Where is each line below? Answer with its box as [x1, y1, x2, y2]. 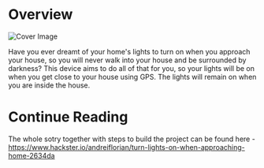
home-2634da [8, 151, 55, 160]
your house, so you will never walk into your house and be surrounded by [8, 55, 247, 65]
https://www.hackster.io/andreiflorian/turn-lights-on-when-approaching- [8, 142, 246, 151]
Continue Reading [8, 108, 128, 126]
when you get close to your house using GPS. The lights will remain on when [8, 72, 257, 81]
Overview [8, 6, 73, 24]
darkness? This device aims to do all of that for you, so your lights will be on [8, 63, 255, 73]
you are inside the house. [8, 80, 91, 90]
